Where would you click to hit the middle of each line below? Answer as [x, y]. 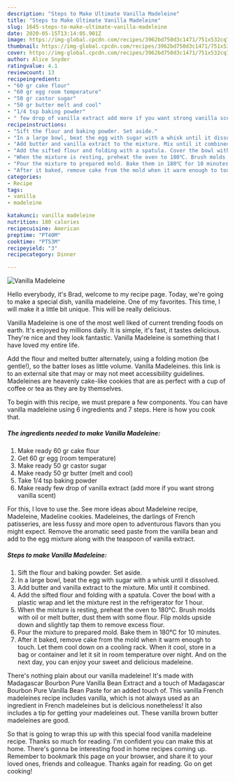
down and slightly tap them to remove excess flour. [91, 625]
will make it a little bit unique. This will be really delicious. [89, 309]
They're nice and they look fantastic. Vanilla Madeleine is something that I [113, 338]
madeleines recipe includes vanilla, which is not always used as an [103, 698]
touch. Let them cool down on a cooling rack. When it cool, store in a [116, 647]
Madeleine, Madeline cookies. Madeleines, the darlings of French [101, 517]
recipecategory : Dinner [42, 255]
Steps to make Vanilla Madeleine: [57, 555]
